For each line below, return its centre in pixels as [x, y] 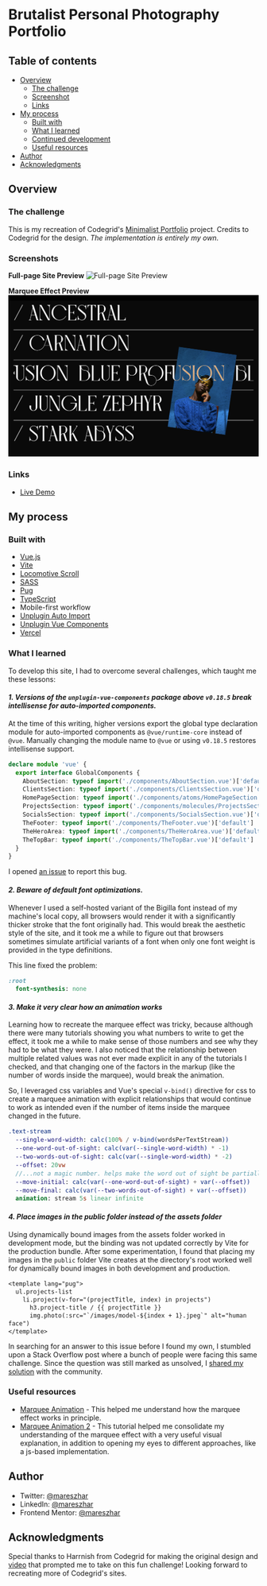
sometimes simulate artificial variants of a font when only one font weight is [132, 941]
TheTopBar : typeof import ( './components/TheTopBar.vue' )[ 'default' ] [138, 840]
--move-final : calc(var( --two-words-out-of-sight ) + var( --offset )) [131, 1190]
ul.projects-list [44, 1292]
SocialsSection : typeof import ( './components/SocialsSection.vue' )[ [138, 815]
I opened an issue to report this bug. [68, 872]
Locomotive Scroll [49, 574]
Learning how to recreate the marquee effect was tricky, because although [131, 1025]
